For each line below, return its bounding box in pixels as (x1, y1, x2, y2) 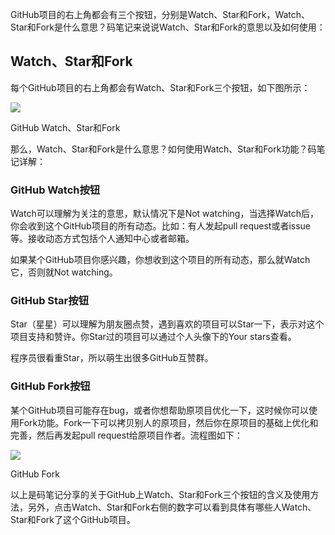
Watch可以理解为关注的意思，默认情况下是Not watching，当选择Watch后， (10, 208, 320, 220)
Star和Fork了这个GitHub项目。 (10, 513, 136, 525)
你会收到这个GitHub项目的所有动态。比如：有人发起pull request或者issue (10, 220, 312, 232)
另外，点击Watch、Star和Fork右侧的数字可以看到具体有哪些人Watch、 (27, 501, 317, 513)
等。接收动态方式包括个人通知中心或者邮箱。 (10, 233, 195, 245)
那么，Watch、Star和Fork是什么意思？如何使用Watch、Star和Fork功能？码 (10, 143, 317, 155)
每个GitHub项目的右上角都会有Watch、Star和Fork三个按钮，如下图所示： (10, 81, 311, 93)
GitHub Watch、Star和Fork (10, 121, 121, 133)
